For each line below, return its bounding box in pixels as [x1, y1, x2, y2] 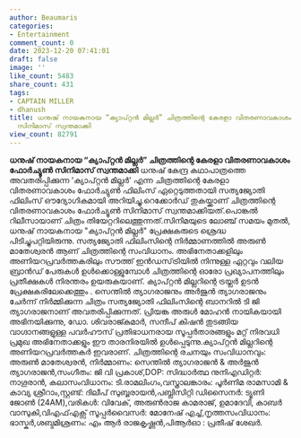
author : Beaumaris [9, 13, 78, 22]
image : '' [9, 64, 47, 73]
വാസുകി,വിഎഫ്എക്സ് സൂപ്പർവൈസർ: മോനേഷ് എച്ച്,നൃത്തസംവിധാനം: [9, 407, 271, 417]
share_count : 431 [9, 80, 74, 89]
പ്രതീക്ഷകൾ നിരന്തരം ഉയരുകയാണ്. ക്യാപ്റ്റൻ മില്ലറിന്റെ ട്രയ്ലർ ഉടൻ [9, 276, 259, 286]
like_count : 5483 [9, 72, 74, 81]
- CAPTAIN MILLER [9, 96, 74, 106]
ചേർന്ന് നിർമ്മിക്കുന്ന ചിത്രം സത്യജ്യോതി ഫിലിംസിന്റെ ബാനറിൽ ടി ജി [9, 295, 260, 306]
